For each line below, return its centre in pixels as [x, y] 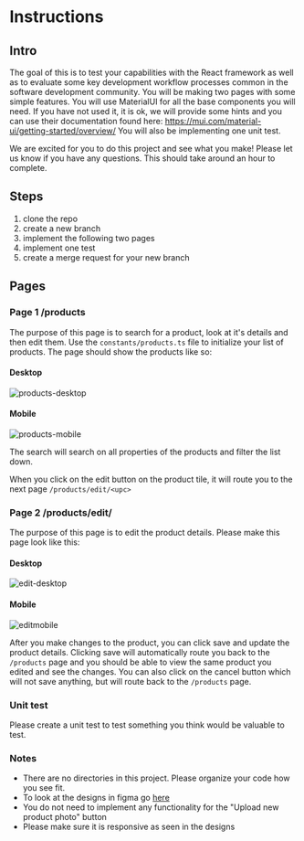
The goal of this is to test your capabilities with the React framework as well [152, 72]
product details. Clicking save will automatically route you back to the [140, 652]
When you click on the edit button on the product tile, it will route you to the [151, 479]
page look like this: [45, 542]
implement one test [59, 248]
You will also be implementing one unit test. [199, 131]
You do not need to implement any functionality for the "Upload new [151, 807]
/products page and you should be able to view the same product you [141, 662]
